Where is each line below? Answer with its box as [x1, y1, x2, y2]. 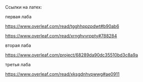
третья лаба [5, 62, 31, 67]
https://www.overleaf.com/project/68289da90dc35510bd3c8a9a [5, 52, 138, 58]
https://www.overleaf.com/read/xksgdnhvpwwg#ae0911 [5, 71, 120, 77]
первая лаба [5, 14, 32, 19]
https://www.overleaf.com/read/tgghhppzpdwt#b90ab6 [5, 23, 119, 29]
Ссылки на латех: [5, 4, 42, 10]
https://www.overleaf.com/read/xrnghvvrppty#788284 [5, 33, 118, 39]
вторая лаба [5, 42, 31, 48]
